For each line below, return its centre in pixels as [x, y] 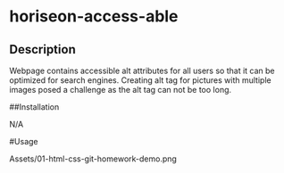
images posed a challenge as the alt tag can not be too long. [121, 90]
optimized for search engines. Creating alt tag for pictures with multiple [140, 80]
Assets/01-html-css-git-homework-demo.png [93, 159]
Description [42, 49]
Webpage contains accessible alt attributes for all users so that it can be [142, 70]
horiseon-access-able [94, 16]
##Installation [34, 107]
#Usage [24, 141]
